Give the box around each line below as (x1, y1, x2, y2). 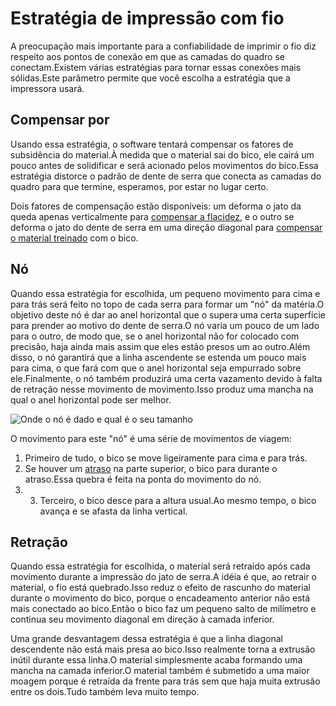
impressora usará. (10, 82, 85, 94)
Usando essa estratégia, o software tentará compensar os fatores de (10, 138, 294, 150)
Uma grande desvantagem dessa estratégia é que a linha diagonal (10, 633, 283, 645)
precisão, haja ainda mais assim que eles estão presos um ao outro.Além (10, 340, 311, 352)
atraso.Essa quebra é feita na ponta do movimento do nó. (24, 473, 262, 485)
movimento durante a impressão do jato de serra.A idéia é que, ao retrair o (10, 571, 318, 583)
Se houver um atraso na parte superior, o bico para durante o (24, 462, 278, 474)
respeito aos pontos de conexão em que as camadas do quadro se (10, 50, 285, 62)
